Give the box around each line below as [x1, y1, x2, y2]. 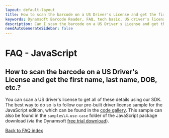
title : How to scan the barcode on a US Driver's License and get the [5, 12, 156, 17]
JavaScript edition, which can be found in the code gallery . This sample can [5, 107, 162, 113]
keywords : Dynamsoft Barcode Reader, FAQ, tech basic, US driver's [5, 17, 150, 22]
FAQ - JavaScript [5, 48, 77, 59]
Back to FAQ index [5, 127, 43, 133]
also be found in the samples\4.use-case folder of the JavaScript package [5, 112, 157, 118]
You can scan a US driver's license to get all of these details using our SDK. [5, 96, 162, 103]
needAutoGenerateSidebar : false [5, 26, 73, 31]
